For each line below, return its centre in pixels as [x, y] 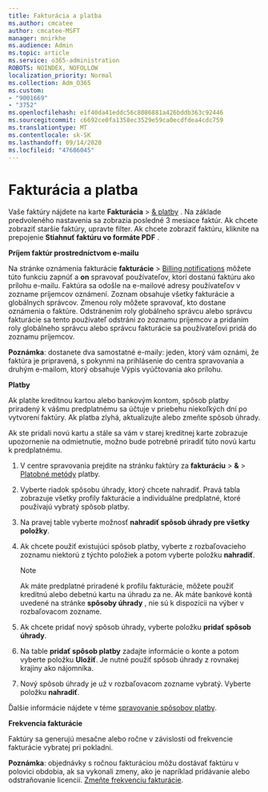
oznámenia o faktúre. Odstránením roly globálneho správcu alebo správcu [130, 311]
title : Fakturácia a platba [55, 16]
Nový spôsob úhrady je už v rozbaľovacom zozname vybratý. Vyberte [135, 684]
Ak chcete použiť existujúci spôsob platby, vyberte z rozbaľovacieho [133, 546]
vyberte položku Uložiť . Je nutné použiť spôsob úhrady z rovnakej [129, 660]
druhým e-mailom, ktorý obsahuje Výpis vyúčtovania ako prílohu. [116, 369]
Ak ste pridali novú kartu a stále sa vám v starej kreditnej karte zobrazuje [128, 433]
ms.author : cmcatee [41, 23]
